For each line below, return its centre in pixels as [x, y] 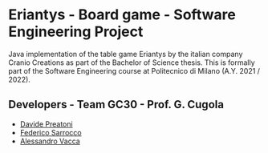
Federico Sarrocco [51, 132]
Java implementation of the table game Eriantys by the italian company [126, 54]
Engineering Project [76, 32]
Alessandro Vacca [50, 141]
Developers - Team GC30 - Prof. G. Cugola [116, 105]
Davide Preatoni [47, 124]
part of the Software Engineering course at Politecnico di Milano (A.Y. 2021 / [134, 70]
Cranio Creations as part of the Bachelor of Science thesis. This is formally [132, 62]
